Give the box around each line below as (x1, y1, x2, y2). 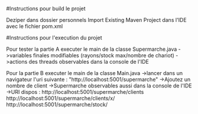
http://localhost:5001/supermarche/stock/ (6, 101, 108, 108)
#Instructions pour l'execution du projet (6, 34, 102, 41)
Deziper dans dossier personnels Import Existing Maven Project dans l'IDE (6, 17, 187, 23)
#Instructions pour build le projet (6, 5, 86, 12)
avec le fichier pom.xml (6, 23, 63, 30)
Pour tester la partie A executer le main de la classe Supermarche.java (6, 45, 177, 53)
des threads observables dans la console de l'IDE (28, 58, 149, 65)
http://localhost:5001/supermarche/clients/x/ (6, 95, 115, 102)
